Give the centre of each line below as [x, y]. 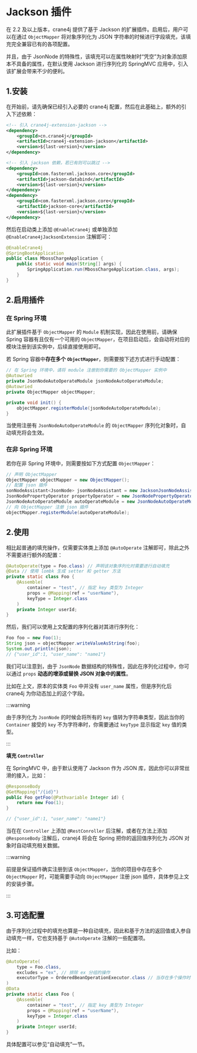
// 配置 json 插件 [27, 485]
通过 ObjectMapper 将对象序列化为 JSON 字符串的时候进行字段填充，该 [101, 36]
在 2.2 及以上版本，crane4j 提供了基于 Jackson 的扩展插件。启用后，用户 [95, 29]
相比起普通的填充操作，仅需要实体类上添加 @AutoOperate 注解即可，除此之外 [98, 547]
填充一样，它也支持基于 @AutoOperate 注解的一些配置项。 [79, 938]
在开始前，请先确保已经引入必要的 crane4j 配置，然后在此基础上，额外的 [94, 107]
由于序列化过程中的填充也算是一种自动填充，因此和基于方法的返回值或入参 [96, 931]
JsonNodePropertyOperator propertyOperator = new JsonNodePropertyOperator [101, 496]
